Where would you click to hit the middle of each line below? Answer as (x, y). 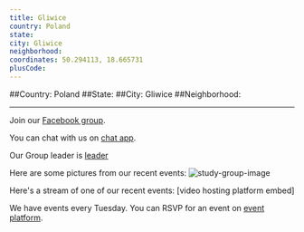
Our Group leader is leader (59, 155)
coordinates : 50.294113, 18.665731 (76, 60)
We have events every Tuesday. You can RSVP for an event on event (137, 208)
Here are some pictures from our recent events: (98, 172)
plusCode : (28, 69)
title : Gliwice (38, 18)
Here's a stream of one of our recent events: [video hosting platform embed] (152, 190)
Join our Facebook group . (57, 120)
